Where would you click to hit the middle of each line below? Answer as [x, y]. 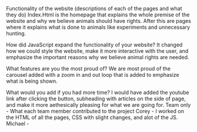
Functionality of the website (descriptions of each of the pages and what [94, 9]
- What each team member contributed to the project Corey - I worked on [95, 111]
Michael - [18, 123]
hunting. [16, 33]
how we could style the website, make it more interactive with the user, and [97, 51]
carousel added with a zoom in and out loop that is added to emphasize [93, 75]
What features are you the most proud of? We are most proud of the [89, 69]
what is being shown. [32, 81]
